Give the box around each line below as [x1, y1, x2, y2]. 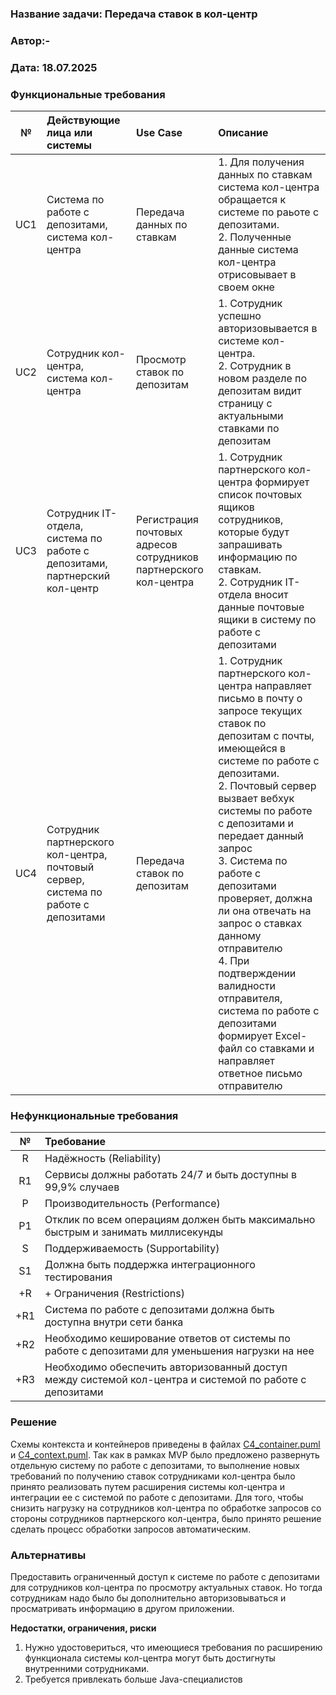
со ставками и [244, 1042, 315, 1056]
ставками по [218, 422, 280, 436]
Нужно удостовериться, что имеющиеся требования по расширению [24, 1641, 323, 1653]
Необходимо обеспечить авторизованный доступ [44, 1360, 288, 1374]
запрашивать [218, 538, 283, 552]
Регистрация [136, 513, 199, 527]
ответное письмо [218, 1067, 303, 1081]
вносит [254, 588, 289, 602]
